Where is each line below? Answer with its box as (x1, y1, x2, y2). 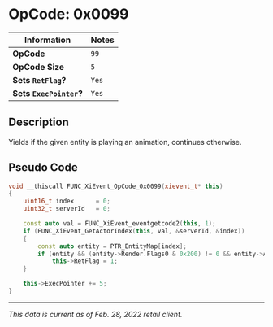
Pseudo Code (8, 160, 79, 175)
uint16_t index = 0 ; (23, 197, 111, 206)
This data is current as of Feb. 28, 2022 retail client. (8, 309, 183, 319)
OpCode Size (12, 61, 65, 72)
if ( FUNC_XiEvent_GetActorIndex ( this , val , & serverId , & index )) (23, 227, 245, 235)
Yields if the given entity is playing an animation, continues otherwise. (8, 137, 242, 146)
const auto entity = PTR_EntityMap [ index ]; (37, 242, 187, 251)
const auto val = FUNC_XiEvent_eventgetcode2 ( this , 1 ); (23, 220, 217, 228)
